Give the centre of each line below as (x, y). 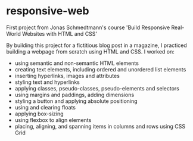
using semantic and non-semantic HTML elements (77, 63)
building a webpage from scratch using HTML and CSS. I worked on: (90, 51)
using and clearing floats (45, 107)
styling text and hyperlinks (47, 82)
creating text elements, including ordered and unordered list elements (100, 69)
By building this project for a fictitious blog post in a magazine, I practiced (97, 45)
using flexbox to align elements (53, 120)
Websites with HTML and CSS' (60, 33)
